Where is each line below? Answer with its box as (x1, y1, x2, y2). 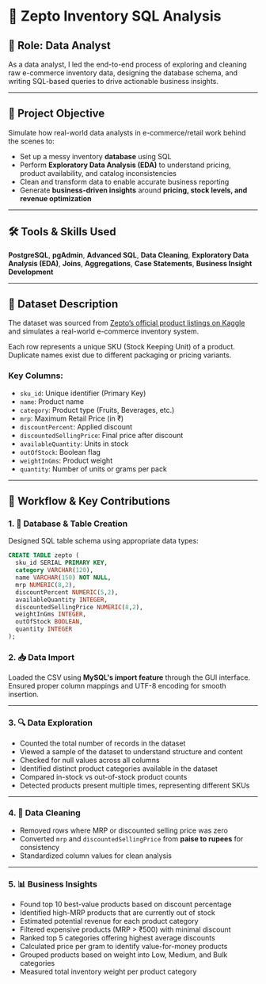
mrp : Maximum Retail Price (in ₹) (19, 414, 124, 423)
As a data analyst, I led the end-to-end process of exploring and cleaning (8, 59, 247, 69)
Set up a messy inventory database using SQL (19, 151, 172, 161)
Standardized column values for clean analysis (19, 851, 173, 860)
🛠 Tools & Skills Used (8, 225, 116, 238)
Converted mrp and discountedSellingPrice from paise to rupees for (19, 833, 244, 843)
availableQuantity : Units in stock (19, 439, 129, 448)
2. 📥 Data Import (8, 651, 75, 662)
